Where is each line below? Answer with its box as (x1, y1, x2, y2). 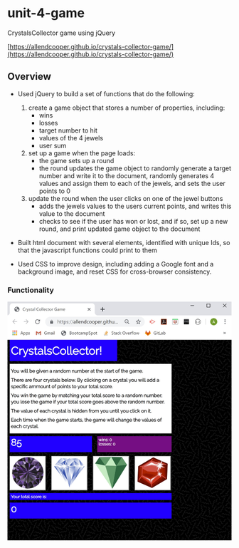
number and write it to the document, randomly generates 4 (38, 171, 215, 180)
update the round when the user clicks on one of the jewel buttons (28, 194, 223, 202)
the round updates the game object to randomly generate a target (38, 164, 232, 172)
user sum (38, 141, 67, 150)
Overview (7, 71, 52, 83)
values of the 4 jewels (38, 133, 104, 142)
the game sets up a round (38, 156, 115, 165)
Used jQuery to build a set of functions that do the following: (17, 89, 196, 98)
